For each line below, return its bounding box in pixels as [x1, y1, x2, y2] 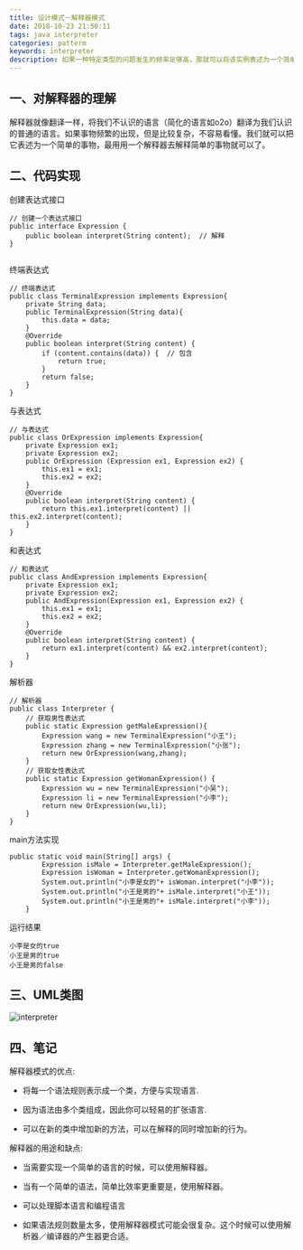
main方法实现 [9, 833, 60, 845]
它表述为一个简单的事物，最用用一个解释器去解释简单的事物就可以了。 [9, 139, 271, 150]
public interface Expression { [9, 221, 127, 230]
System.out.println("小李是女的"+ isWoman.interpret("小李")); [41, 878, 275, 887]
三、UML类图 [9, 987, 84, 1003]
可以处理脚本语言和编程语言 [22, 1200, 126, 1211]
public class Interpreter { [9, 704, 115, 713]
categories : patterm [9, 38, 87, 48]
